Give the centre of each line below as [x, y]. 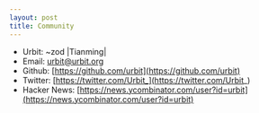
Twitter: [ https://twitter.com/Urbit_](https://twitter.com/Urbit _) [136, 80]
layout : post [34, 17]
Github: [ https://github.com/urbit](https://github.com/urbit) [131, 70]
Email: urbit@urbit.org [63, 61]
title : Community [42, 26]
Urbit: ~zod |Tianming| [64, 51]
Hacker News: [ [51, 90]
